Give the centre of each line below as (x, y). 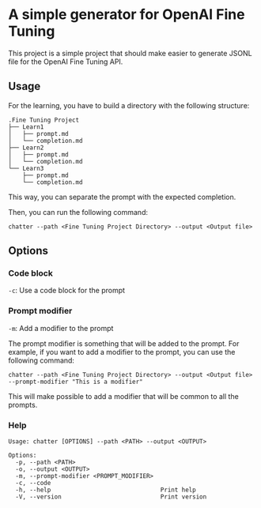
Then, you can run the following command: (78, 212)
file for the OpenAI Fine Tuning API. (66, 62)
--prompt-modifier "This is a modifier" (76, 382)
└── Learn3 (26, 168)
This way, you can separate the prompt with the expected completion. (122, 197)
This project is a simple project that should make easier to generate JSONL (130, 53)
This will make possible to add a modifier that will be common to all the (123, 396)
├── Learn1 (26, 127)
